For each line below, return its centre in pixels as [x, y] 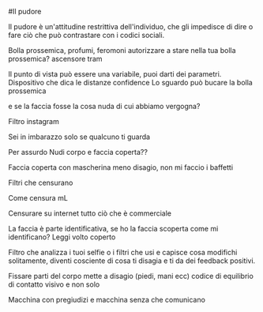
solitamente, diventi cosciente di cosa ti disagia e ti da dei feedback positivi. [132, 261]
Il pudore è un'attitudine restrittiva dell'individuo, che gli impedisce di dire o [131, 26]
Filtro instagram [34, 121]
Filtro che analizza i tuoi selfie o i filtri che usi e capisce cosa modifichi [123, 252]
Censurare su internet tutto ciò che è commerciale [90, 213]
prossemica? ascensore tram [55, 59]
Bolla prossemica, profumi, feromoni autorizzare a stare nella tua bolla [122, 50]
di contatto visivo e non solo [54, 284]
